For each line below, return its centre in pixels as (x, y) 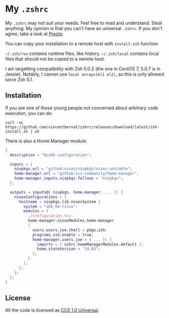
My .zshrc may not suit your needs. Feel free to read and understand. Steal (84, 23)
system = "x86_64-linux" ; (51, 207)
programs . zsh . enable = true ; (63, 235)
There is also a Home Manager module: (46, 141)
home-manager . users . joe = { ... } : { (72, 240)
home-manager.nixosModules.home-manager (71, 221)
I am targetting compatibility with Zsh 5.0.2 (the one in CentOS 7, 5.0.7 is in (83, 69)
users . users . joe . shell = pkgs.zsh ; (70, 230)
